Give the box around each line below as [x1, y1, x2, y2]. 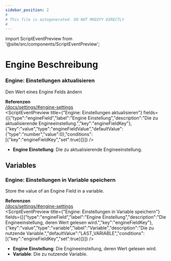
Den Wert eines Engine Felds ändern [5, 89, 82, 95]
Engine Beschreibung [5, 59, 99, 70]
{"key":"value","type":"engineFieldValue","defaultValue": [5, 125, 124, 132]
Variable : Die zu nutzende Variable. [12, 251, 88, 257]
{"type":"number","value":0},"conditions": [5, 131, 93, 137]
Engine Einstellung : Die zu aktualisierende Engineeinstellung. [12, 146, 142, 152]
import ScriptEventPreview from [5, 36, 72, 42]
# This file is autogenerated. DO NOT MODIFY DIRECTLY [5, 17, 125, 22]
